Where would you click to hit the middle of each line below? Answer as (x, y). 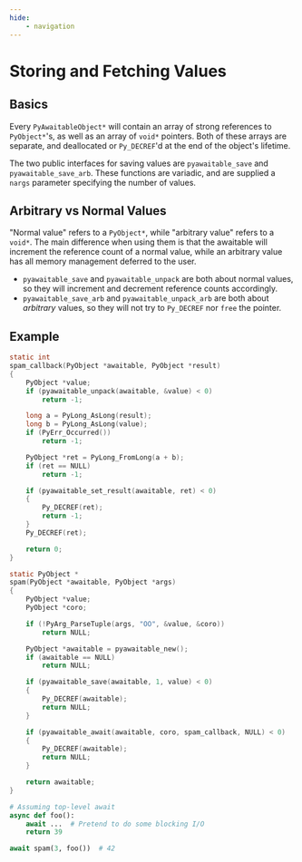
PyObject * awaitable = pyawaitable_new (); (107, 649)
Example (34, 336)
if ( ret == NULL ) (58, 466)
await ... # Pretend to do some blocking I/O (115, 824)
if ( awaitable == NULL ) (71, 657)
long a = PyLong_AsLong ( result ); (89, 416)
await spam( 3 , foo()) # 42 (63, 848)
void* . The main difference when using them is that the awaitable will (138, 242)
